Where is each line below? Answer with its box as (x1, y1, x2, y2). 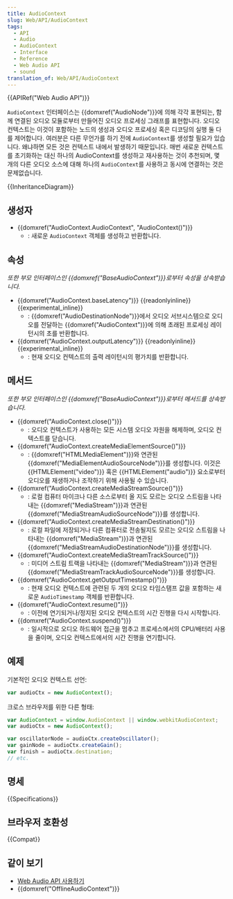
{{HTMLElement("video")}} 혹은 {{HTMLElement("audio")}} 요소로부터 (27, 467, 225, 476)
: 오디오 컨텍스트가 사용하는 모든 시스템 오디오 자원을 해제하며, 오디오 (27, 425, 215, 434)
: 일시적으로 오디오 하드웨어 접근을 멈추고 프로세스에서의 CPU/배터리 (27, 624, 213, 632)
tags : (7, 23, 23, 30)
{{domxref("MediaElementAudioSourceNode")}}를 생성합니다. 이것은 (27, 459, 221, 467)
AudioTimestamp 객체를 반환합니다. (40, 592, 135, 600)
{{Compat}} (7, 835, 40, 843)
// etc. (7, 755, 30, 762)
